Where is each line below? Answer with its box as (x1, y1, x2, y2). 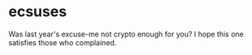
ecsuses (8, 2, 67, 21)
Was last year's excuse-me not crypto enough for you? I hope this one (8, 29, 244, 39)
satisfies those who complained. (8, 37, 117, 47)
